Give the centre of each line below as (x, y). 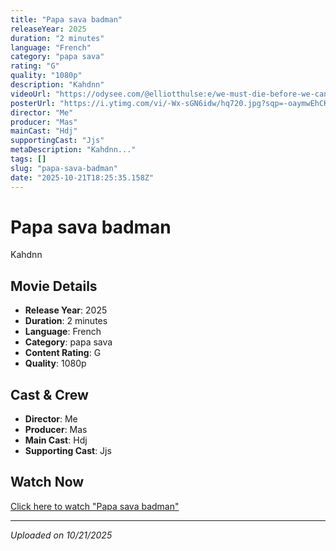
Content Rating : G (63, 353)
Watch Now (47, 482)
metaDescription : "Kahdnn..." (73, 150)
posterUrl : (33, 103)
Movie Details (54, 286)
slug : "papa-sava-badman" (64, 168)
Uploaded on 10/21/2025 (61, 535)
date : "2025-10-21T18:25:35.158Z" (82, 177)
